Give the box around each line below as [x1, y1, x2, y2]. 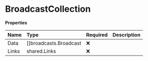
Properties [5, 20, 28, 26]
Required [86, 31, 108, 38]
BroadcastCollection [5, 3, 91, 15]
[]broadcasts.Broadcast [26, 39, 82, 46]
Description [112, 31, 141, 38]
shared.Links [26, 48, 57, 55]
